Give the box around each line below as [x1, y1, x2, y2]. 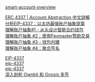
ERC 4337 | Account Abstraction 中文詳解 [5, 14, 90, 20]
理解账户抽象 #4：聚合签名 [5, 45, 60, 51]
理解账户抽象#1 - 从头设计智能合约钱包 [5, 27, 84, 33]
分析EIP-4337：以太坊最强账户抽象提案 [5, 21, 85, 26]
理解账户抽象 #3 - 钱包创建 [5, 39, 60, 45]
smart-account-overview [5, 4, 56, 10]
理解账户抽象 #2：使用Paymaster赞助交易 [5, 33, 90, 39]
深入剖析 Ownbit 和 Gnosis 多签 [5, 72, 69, 77]
